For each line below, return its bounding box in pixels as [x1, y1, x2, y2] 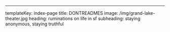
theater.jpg [5, 16, 28, 21]
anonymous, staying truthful [5, 21, 64, 27]
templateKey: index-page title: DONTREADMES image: [5, 10, 118, 16]
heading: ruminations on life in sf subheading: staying [28, 16, 141, 21]
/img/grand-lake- [119, 10, 155, 16]
